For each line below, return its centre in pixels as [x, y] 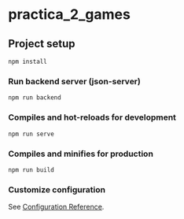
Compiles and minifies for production [81, 154]
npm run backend [35, 98]
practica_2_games [70, 15]
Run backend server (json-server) [75, 81]
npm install [28, 61]
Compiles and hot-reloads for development [92, 117]
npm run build [31, 170]
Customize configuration [57, 189]
